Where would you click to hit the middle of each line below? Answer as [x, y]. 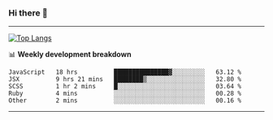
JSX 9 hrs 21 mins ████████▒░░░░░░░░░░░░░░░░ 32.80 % [125, 79]
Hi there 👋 [28, 13]
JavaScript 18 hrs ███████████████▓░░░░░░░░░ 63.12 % [125, 72]
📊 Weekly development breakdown [70, 54]
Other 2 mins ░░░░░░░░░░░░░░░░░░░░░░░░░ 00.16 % [125, 101]
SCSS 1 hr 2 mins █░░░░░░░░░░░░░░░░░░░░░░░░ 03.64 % [125, 87]
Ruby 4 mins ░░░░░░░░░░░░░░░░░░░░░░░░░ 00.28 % [125, 94]
